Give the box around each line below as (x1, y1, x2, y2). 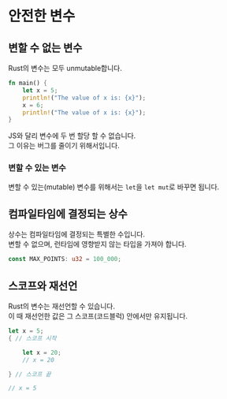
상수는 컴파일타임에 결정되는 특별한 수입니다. (8, 229, 146, 239)
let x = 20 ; (22, 349, 61, 356)
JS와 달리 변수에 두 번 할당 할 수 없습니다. (8, 131, 136, 140)
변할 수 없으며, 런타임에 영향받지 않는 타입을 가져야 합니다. (8, 240, 187, 249)
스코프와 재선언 (8, 279, 78, 293)
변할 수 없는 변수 (8, 41, 83, 54)
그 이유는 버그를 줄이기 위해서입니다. (8, 141, 120, 151)
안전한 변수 (8, 7, 76, 25)
